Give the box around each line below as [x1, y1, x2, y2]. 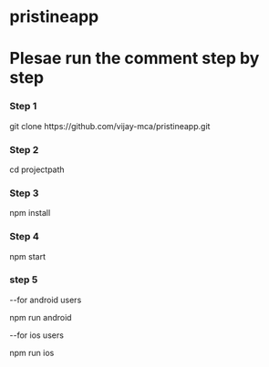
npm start [9, 250, 47, 261]
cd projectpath [9, 164, 66, 175]
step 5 [9, 273, 38, 286]
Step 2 [9, 143, 39, 156]
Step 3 [9, 187, 39, 199]
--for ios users [9, 330, 64, 341]
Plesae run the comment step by [9, 48, 260, 69]
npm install [9, 208, 51, 219]
